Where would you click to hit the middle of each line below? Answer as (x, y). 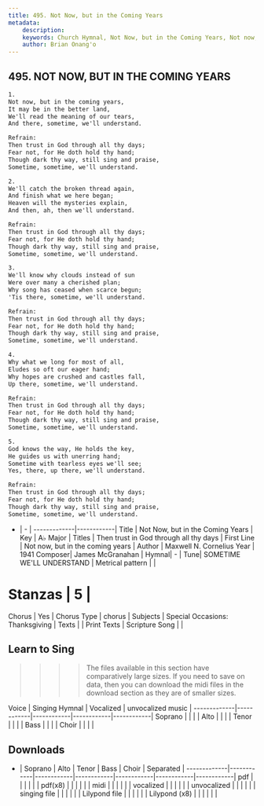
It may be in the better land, (59, 109)
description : (44, 30)
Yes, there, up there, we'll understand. (77, 471)
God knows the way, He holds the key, (71, 449)
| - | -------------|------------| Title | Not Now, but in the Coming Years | (136, 529)
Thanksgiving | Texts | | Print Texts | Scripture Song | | (96, 625)
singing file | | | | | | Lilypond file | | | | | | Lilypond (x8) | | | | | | (118, 793)
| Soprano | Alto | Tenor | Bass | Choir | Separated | (102, 769)
